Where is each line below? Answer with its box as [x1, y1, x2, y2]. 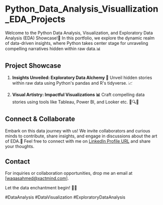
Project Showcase [5, 62, 61, 70]
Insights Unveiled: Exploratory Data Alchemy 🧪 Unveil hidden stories [12, 75, 152, 80]
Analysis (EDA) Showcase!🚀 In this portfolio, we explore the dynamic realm [5, 35, 155, 41]
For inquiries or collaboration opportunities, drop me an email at [5, 170, 133, 176]
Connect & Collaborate [5, 115, 75, 123]
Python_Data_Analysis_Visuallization [5, 3, 159, 15]
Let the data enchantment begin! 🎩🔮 [5, 185, 77, 191]
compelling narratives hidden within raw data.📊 [5, 45, 101, 52]
